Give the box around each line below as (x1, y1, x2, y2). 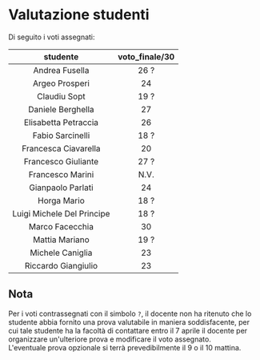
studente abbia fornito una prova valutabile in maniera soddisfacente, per (8, 317, 250, 326)
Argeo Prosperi (33, 78, 90, 89)
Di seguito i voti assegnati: (8, 32, 95, 42)
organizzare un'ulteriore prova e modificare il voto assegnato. (8, 334, 212, 344)
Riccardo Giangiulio (24, 260, 98, 271)
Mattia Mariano (33, 234, 90, 245)
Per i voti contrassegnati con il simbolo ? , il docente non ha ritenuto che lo (8, 309, 252, 318)
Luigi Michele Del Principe (12, 208, 110, 219)
